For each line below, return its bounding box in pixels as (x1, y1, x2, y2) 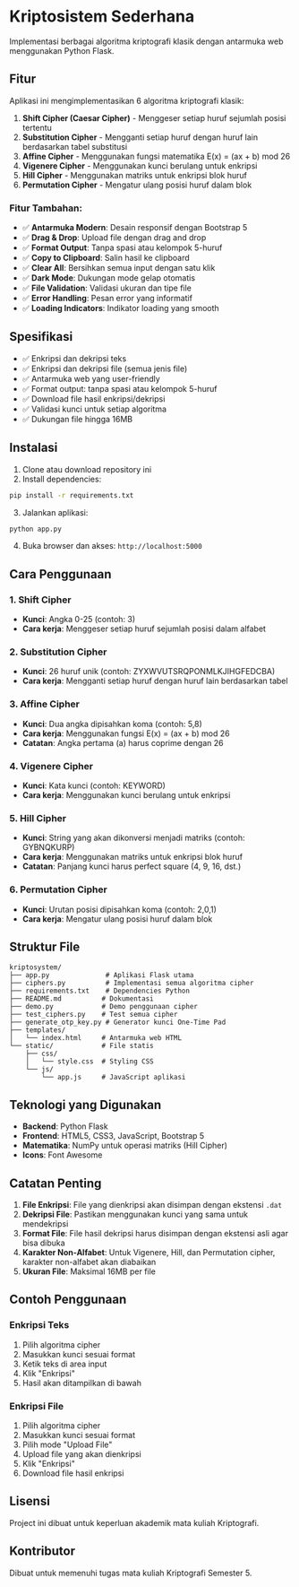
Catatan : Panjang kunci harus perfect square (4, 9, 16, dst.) (21, 861, 242, 872)
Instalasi (9, 440, 58, 455)
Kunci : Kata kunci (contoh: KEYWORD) (21, 780, 166, 791)
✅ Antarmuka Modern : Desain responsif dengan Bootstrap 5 (21, 222, 248, 233)
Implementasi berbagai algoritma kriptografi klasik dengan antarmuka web (9, 36, 284, 47)
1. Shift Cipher (9, 594, 72, 606)
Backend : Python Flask (21, 1121, 109, 1132)
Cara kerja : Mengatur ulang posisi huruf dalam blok (21, 913, 213, 924)
